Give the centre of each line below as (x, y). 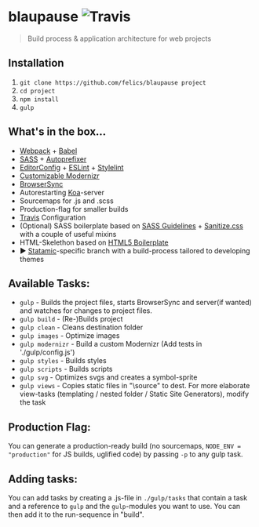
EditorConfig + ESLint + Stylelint (71, 167)
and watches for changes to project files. (86, 311)
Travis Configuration (53, 217)
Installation (36, 63)
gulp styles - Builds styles (63, 361)
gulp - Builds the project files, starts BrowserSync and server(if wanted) (136, 303)
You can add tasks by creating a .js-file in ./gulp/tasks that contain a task (128, 498)
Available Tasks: (49, 283)
